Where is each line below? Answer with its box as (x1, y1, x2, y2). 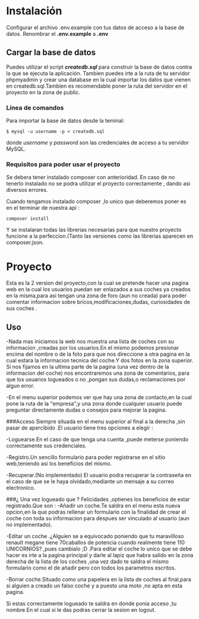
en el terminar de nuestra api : (6, 204, 80, 211)
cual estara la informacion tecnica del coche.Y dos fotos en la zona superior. (6, 357, 194, 364)
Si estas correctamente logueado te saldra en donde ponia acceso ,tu (6, 600, 177, 607)
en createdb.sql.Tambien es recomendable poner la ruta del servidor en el (6, 82, 188, 89)
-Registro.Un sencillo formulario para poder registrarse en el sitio (6, 454, 165, 461)
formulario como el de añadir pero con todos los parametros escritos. (6, 564, 176, 571)
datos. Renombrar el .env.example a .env (6, 30, 109, 37)
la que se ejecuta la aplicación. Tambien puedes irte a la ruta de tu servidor (6, 70, 190, 77)
